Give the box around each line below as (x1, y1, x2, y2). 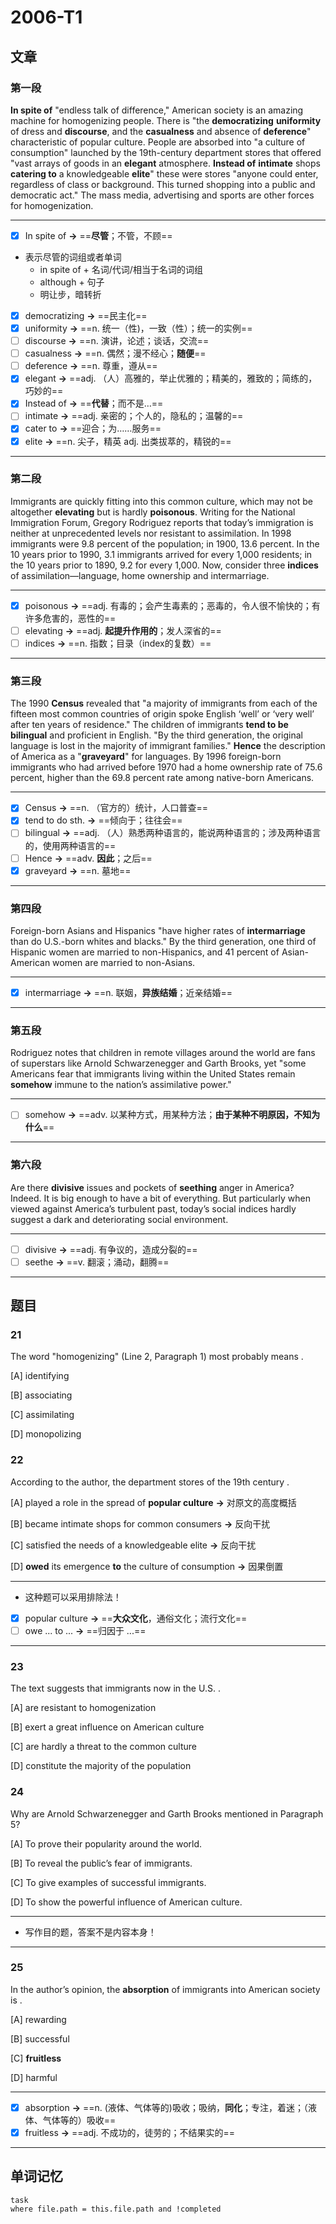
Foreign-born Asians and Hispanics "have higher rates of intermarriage (10, 924, 306, 936)
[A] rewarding (10, 2013, 67, 2025)
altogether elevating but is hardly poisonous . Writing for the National (10, 506, 296, 518)
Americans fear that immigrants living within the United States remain (10, 1068, 296, 1080)
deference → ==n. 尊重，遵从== (24, 360, 158, 372)
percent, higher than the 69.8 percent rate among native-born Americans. (10, 772, 315, 784)
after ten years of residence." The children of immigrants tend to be (10, 719, 289, 731)
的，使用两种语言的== (24, 839, 117, 851)
